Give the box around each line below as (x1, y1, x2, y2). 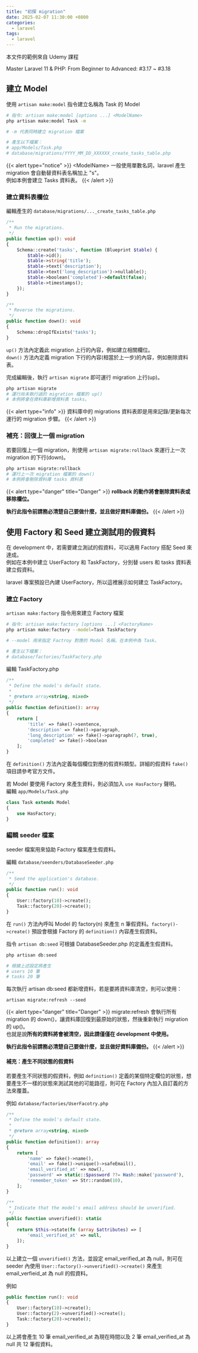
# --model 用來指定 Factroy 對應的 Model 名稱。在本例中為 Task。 (6, 638, 159, 644)
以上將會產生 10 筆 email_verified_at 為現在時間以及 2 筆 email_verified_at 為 (6, 1333, 191, 1340)
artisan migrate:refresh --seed (6, 997, 86, 1003)
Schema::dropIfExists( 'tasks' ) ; (17, 329, 97, 335)
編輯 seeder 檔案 (6, 831, 55, 840)
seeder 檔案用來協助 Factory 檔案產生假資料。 (6, 845, 119, 853)
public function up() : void (6, 235, 76, 242)
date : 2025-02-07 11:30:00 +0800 (6, 14, 89, 20)
